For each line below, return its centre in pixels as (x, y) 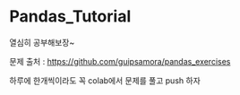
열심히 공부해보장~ (42, 42)
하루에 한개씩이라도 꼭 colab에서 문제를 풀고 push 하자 (105, 80)
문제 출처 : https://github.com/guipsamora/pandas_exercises (120, 61)
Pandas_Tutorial (70, 17)
